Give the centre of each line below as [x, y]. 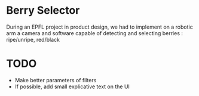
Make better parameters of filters [56, 80]
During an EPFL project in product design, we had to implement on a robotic [99, 27]
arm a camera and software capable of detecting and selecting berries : [95, 33]
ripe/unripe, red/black [33, 39]
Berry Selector [43, 10]
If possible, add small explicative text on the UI [72, 86]
